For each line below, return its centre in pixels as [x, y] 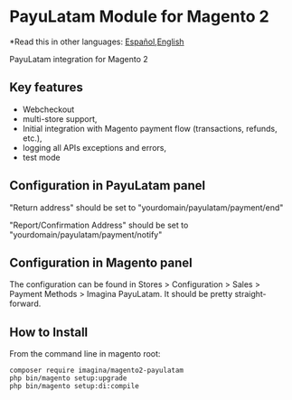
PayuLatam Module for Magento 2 [139, 17]
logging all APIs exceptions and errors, [94, 147]
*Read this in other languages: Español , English [97, 42]
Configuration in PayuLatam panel [108, 186]
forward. [25, 303]
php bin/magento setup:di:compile [75, 386]
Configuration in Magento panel [101, 262]
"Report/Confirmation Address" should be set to [99, 225]
